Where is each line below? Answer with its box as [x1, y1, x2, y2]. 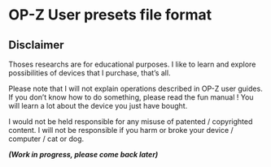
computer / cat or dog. [8, 134, 85, 143]
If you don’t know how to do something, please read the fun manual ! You [8, 92, 254, 102]
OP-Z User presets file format [8, 6, 212, 24]
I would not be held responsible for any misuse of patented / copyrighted [8, 117, 253, 126]
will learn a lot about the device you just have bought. [8, 101, 188, 110]
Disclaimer [8, 38, 64, 52]
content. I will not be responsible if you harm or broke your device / [8, 126, 234, 135]
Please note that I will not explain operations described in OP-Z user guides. [8, 83, 263, 93]
